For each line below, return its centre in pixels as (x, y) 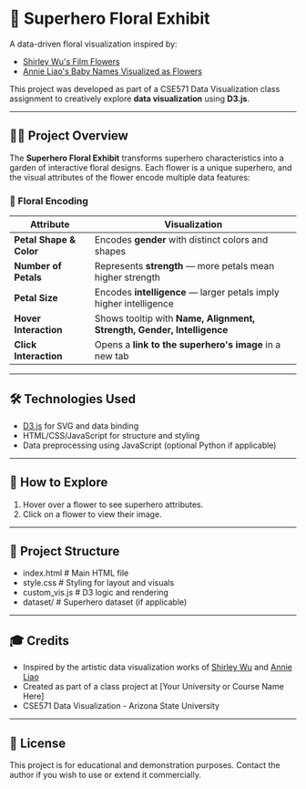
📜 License (38, 743)
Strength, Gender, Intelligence (161, 330)
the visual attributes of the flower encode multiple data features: (130, 177)
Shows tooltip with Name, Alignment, (175, 318)
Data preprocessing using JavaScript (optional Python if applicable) (149, 445)
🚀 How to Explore (59, 483)
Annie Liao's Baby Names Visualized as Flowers (112, 71)
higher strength (127, 277)
